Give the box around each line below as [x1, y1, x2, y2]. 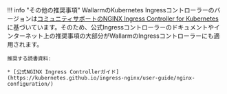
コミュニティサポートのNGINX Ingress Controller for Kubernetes [36, 14, 219, 23]
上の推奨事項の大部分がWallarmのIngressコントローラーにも [43, 32, 214, 40]
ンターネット [7, 32, 43, 40]
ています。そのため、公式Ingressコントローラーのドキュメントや [30, 23, 215, 31]
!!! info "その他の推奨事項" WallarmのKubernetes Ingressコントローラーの [7, 6, 215, 14]
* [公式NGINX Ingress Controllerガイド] [7, 69, 119, 75]
